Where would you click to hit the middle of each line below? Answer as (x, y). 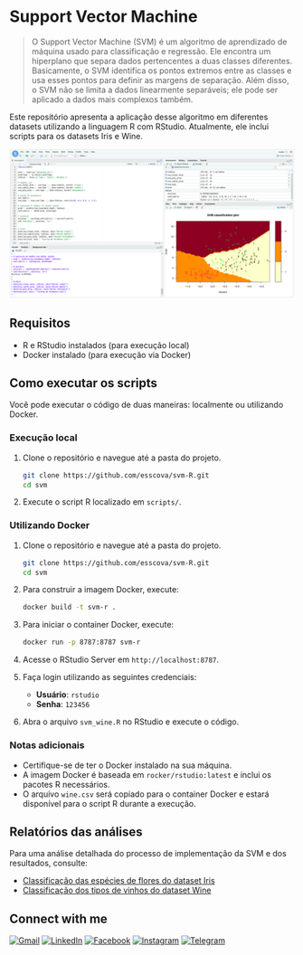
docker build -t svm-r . (69, 608)
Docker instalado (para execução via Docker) (107, 355)
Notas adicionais (47, 745)
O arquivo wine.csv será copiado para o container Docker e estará (146, 794)
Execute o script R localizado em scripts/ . (102, 502)
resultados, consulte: (48, 863)
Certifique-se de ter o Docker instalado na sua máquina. (127, 765)
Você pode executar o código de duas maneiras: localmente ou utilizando (147, 405)
